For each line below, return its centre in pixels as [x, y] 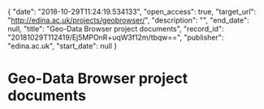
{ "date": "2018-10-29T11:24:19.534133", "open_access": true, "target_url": [132, 12]
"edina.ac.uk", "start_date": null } [63, 46]
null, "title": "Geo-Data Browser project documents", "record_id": [116, 29]
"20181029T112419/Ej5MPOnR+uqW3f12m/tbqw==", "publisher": [116, 37]
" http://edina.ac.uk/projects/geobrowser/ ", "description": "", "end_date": [128, 20]
